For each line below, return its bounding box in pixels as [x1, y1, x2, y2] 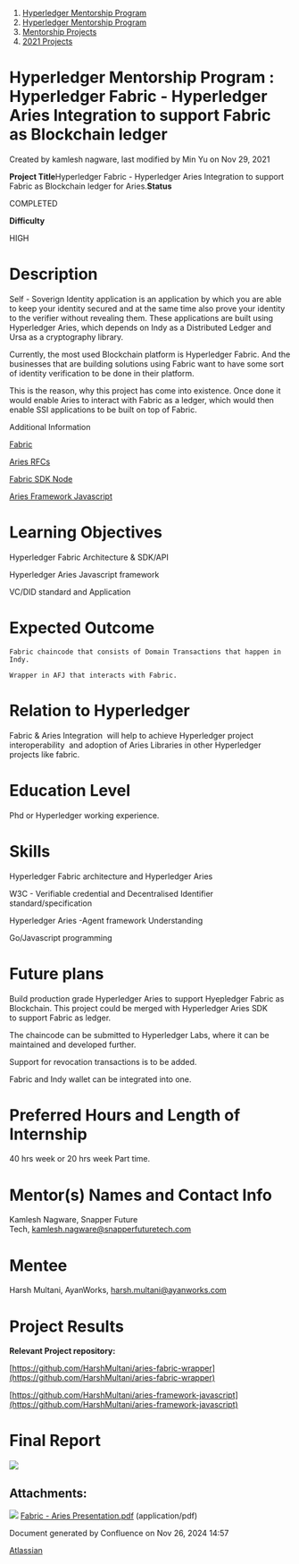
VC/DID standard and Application [9, 586, 131, 597]
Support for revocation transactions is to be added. [9, 1056, 197, 1067]
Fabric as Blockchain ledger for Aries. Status [9, 181, 172, 191]
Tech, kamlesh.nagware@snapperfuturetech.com [9, 1224, 192, 1235]
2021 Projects [21, 36, 73, 46]
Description [9, 264, 98, 284]
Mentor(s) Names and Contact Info [9, 1185, 272, 1205]
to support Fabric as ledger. [9, 1012, 112, 1023]
